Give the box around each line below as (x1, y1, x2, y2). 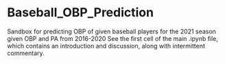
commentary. (7, 49, 45, 57)
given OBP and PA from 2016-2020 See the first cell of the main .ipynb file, (7, 34, 218, 42)
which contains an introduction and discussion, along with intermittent (7, 42, 206, 50)
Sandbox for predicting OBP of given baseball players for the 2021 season (7, 27, 216, 35)
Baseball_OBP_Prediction (7, 5, 154, 20)
